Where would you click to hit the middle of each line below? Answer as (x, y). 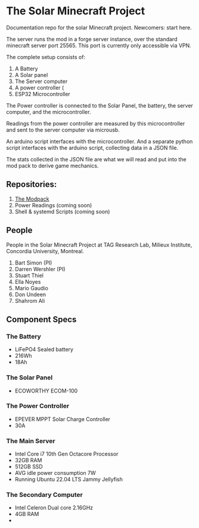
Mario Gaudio (32, 288)
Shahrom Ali (30, 300)
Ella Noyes (28, 281)
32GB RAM (28, 461)
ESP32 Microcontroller (42, 94)
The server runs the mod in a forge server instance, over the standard (92, 39)
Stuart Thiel (29, 275)
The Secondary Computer (45, 495)
